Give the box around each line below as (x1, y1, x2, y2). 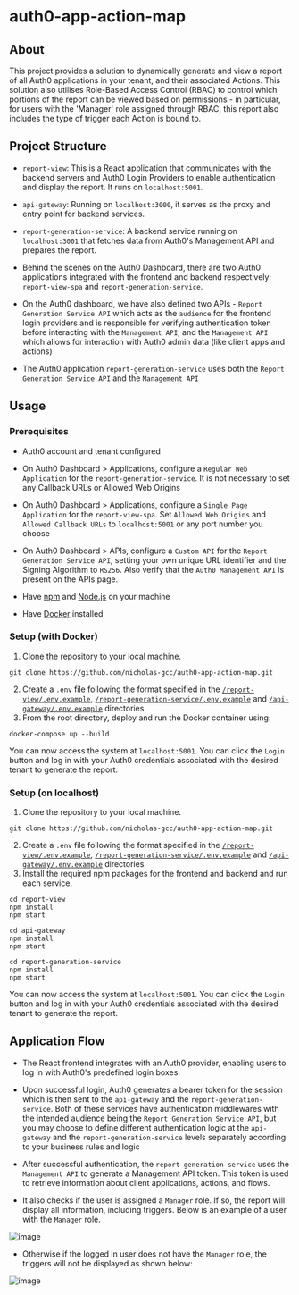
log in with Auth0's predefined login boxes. (21, 1066, 181, 1078)
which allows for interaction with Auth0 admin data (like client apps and (21, 336, 286, 347)
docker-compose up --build (9, 729, 110, 738)
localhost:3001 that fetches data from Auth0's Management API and (21, 235, 275, 246)
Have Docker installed (21, 608, 104, 618)
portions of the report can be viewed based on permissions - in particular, (9, 94, 281, 105)
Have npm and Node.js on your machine (21, 591, 171, 601)
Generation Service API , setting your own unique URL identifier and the (21, 554, 287, 565)
